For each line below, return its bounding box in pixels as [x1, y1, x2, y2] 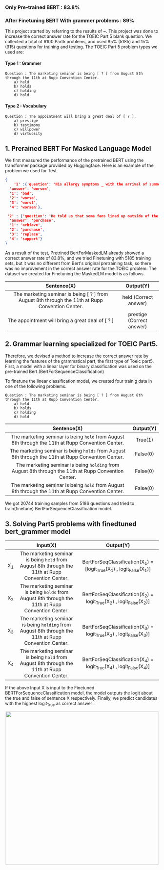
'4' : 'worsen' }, [9, 205, 42, 210]
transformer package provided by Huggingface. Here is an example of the [5, 162, 154, 168]
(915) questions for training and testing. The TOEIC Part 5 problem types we [5, 44, 158, 50]
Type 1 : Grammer [5, 60, 41, 66]
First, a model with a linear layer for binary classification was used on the [5, 363, 152, 369]
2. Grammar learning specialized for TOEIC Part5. [5, 340, 158, 348]
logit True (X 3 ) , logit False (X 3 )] [85, 631, 150, 638]
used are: [5, 49, 24, 55]
